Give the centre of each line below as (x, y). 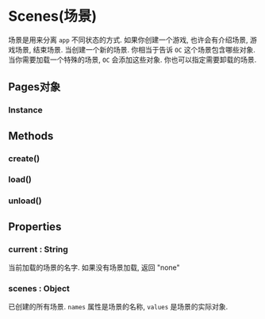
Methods (31, 136)
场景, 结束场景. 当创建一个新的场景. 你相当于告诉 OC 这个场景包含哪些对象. (135, 49)
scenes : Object (39, 289)
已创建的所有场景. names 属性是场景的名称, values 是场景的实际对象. (118, 307)
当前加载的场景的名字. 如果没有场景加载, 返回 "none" (94, 267)
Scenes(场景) (53, 16)
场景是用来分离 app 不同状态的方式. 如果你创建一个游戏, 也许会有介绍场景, (128, 40)
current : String (38, 249)
